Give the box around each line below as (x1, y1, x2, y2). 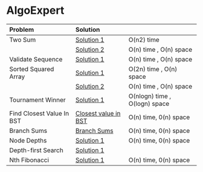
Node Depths (9, 136, 47, 144)
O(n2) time (128, 35, 160, 44)
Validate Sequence (9, 55, 63, 63)
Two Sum (9, 35, 36, 44)
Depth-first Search (9, 146, 63, 154)
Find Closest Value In (9, 109, 69, 117)
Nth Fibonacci (9, 156, 50, 164)
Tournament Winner (9, 96, 66, 104)
